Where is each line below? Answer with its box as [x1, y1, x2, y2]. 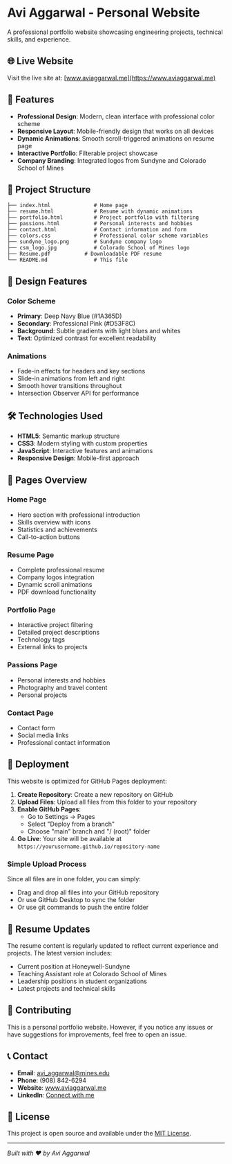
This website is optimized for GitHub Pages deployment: [7, 777, 167, 785]
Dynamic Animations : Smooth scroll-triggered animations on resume [17, 134, 215, 143]
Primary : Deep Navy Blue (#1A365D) [17, 312, 122, 320]
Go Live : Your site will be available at [17, 834, 122, 843]
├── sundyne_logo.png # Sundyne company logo [7, 238, 162, 245]
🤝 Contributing [7, 1005, 72, 1016]
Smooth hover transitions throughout [17, 382, 122, 390]
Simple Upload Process [7, 859, 87, 869]
